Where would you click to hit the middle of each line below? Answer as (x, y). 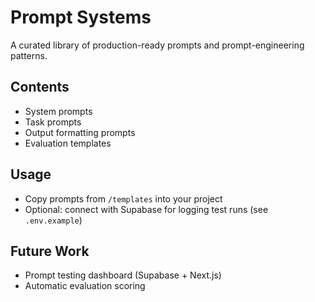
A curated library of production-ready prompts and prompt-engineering (157, 45)
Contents (40, 87)
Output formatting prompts (80, 132)
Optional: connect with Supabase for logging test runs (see (146, 209)
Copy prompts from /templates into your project (123, 198)
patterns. (29, 55)
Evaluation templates (68, 143)
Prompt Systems (81, 17)
